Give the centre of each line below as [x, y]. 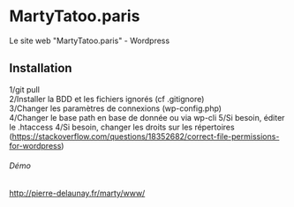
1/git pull [24, 89]
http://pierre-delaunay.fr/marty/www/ [77, 193]
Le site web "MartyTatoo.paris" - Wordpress [90, 41]
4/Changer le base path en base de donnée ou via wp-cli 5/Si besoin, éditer [147, 117]
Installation [41, 68]
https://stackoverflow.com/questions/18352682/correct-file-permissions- [146, 136]
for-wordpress [35, 145]
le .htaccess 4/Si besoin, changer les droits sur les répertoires [122, 127]
